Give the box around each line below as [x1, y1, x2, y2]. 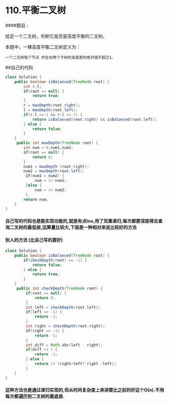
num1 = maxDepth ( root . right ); [23, 164, 90, 169]
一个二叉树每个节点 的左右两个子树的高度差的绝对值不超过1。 [5, 55, 115, 60]
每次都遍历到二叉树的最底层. [5, 393, 65, 399]
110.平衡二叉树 [5, 5, 66, 16]
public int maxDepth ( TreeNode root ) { [16, 140, 99, 146]
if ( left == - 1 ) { [25, 309, 62, 314]
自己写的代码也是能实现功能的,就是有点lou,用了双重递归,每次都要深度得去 [5, 218, 158, 224]
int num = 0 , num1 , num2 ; [23, 145, 73, 150]
